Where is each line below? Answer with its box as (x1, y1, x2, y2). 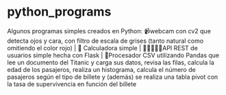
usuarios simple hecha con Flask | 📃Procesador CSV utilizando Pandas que (7, 51, 220, 59)
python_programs (7, 4, 112, 20)
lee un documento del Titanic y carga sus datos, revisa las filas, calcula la (7, 58, 214, 66)
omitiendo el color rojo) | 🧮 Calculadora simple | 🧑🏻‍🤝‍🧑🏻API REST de (7, 43, 199, 52)
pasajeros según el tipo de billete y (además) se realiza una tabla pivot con (7, 73, 218, 81)
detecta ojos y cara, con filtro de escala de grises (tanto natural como (7, 37, 204, 45)
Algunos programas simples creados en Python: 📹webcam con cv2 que (7, 26, 211, 35)
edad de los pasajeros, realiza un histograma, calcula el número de (7, 65, 197, 73)
